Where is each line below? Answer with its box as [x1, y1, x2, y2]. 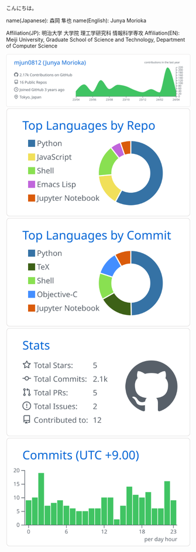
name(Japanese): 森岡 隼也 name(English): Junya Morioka [6, 17, 147, 24]
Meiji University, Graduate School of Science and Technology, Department [6, 36, 185, 43]
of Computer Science [6, 42, 58, 49]
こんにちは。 [6, 5, 37, 11]
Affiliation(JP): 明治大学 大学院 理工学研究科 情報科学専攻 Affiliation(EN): [6, 29, 180, 36]
